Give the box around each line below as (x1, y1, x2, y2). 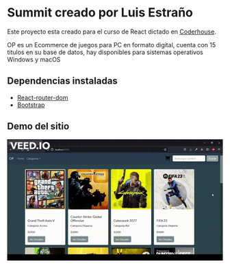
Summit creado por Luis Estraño (7, 5, 194, 21)
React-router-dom (16, 93, 68, 101)
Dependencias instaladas (7, 75, 118, 87)
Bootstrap (16, 101, 45, 109)
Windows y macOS (7, 55, 61, 63)
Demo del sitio (7, 121, 70, 132)
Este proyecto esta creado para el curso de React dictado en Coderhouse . (7, 27, 217, 36)
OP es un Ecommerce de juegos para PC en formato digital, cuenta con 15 (7, 40, 216, 49)
